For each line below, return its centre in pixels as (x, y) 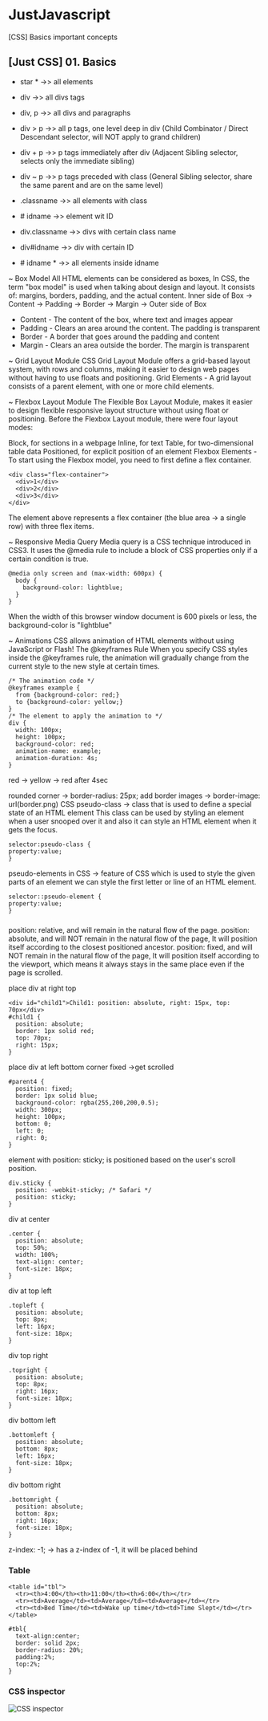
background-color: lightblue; (73, 588)
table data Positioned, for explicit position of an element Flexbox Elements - (133, 451)
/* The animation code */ (51, 681)
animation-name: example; (59, 751)
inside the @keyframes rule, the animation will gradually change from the (129, 657)
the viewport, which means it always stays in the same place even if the (126, 964)
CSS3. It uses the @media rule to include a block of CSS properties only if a (133, 550)
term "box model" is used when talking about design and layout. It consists (132, 287)
